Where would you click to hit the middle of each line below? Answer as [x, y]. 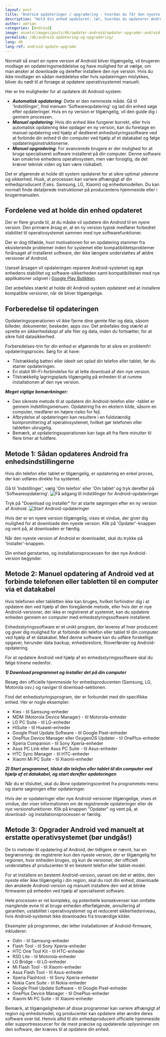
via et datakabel [30, 590]
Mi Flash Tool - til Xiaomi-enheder [47, 967]
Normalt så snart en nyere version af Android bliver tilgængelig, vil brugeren [83, 60]
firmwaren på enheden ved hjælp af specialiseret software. [65, 891]
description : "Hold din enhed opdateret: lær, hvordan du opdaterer [77, 19]
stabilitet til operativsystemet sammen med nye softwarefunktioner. [74, 233]
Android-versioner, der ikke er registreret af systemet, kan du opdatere [77, 612]
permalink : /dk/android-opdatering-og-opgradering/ [59, 38]
